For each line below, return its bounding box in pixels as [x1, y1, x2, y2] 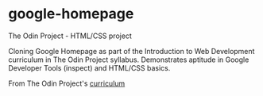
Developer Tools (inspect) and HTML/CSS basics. [8, 63, 171, 72]
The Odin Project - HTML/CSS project [8, 31, 133, 40]
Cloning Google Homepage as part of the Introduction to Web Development [8, 46, 255, 56]
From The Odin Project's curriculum [8, 79, 126, 88]
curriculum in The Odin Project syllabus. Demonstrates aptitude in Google [8, 55, 249, 64]
